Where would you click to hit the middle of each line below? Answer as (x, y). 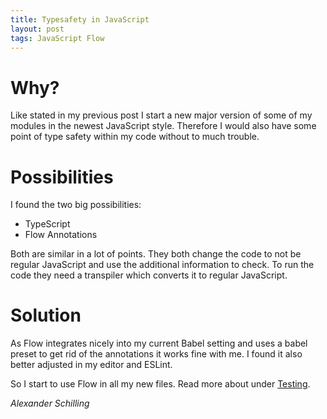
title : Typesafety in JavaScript (80, 19)
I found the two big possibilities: (76, 205)
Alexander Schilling (50, 403)
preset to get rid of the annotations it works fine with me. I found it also (156, 354)
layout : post (37, 29)
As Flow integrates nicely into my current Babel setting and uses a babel (159, 343)
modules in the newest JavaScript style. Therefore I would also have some (163, 126)
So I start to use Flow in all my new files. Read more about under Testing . (160, 384)
